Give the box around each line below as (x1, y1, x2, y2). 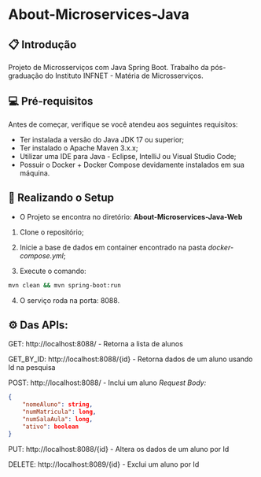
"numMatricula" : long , (22, 408, 97, 416)
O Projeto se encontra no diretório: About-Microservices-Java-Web (19, 212, 243, 221)
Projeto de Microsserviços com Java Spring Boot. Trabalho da (8, 63, 210, 72)
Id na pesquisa (8, 363, 56, 372)
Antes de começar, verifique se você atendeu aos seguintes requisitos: (8, 120, 238, 129)
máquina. (19, 168, 50, 178)
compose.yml (19, 250, 64, 261)
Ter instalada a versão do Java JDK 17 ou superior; (19, 135, 185, 144)
